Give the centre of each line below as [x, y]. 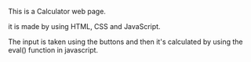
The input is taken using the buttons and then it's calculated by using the [125, 42]
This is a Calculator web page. [57, 11]
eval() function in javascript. [53, 50]
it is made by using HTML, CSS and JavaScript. [84, 26]
